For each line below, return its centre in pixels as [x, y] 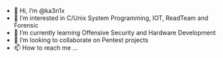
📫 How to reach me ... [46, 48]
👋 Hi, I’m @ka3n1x [39, 11]
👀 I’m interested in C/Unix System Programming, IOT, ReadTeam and [111, 18]
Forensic [26, 25]
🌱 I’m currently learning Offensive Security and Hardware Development [115, 32]
